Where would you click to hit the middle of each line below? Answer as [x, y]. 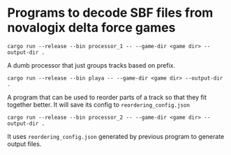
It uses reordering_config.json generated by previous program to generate [116, 136]
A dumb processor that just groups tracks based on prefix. [91, 65]
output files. [24, 144]
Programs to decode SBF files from [110, 13]
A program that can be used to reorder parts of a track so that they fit [107, 97]
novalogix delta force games [91, 28]
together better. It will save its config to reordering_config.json [99, 104]
